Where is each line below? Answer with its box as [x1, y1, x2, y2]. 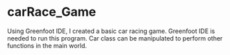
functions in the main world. [7, 41, 88, 49]
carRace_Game [7, 4, 97, 20]
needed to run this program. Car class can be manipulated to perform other [7, 34, 223, 42]
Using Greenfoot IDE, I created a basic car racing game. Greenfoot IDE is [7, 27, 215, 35]
